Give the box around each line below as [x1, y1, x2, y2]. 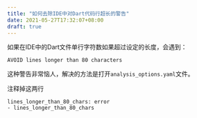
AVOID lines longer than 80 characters [7, 57, 123, 64]
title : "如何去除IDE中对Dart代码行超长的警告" [7, 10, 130, 17]
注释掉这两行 [7, 85, 44, 93]
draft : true [7, 23, 42, 30]
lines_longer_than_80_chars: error [7, 99, 110, 106]
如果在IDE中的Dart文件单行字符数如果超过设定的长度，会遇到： [7, 43, 187, 51]
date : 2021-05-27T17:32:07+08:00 [7, 17, 104, 24]
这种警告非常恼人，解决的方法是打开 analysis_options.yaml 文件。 [7, 70, 194, 78]
